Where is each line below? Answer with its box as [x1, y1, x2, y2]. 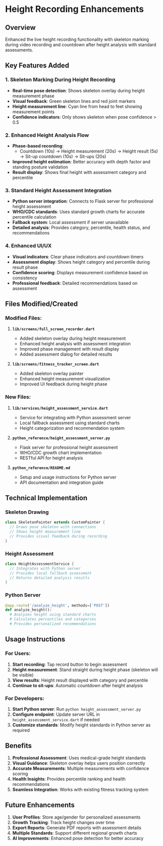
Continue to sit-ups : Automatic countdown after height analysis [12, 682, 143, 689]
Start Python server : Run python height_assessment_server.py [12, 706, 141, 712]
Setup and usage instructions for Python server [19, 474, 117, 480]
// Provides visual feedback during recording [9, 534, 108, 538]
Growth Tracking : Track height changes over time [12, 819, 115, 825]
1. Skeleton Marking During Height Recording [5, 76, 115, 83]
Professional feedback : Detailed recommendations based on [12, 280, 138, 286]
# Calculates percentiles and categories [9, 617, 97, 622]
